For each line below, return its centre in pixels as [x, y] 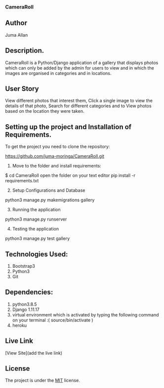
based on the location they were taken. [45, 111]
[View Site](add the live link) [34, 353]
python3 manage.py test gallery [38, 238]
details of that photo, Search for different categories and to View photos [78, 106]
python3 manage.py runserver [36, 219]
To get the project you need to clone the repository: [58, 147]
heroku [20, 325]
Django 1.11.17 [26, 310]
